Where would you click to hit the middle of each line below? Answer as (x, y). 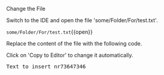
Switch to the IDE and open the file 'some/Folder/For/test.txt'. (82, 20)
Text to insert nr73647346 (46, 66)
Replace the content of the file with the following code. (74, 43)
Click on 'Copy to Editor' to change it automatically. (70, 55)
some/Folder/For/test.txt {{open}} (49, 32)
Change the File (26, 9)
